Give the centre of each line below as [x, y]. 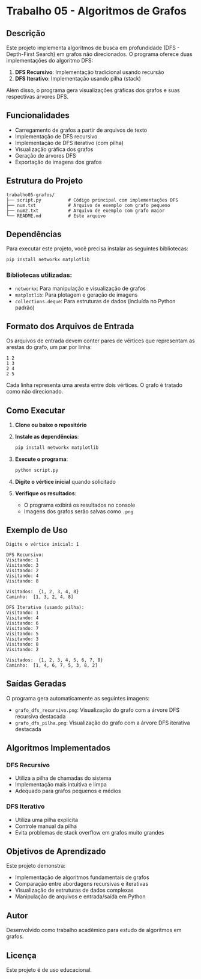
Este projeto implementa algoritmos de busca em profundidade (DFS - [93, 48]
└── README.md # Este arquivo [56, 216]
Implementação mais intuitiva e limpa [61, 785]
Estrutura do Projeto [45, 181]
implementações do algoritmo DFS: [50, 60]
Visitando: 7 [22, 628]
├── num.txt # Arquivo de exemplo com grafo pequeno [88, 205]
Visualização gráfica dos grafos [54, 149]
